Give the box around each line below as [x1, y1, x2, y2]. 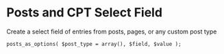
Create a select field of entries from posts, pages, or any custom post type [6, 27, 217, 36]
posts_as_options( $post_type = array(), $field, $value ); [6, 40, 182, 47]
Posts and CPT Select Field [6, 5, 162, 21]
